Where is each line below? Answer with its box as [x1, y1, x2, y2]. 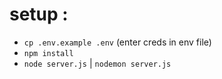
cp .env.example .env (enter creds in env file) [23, 36, 212, 48]
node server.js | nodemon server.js [23, 57, 172, 69]
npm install [23, 48, 74, 58]
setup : [9, 3, 69, 26]
